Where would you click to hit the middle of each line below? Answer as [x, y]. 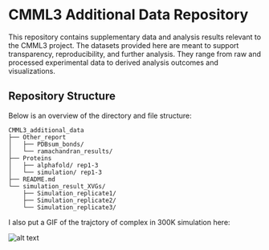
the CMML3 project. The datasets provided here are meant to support [124, 45]
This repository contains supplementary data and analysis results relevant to [135, 37]
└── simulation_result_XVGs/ [57, 186]
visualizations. [32, 71]
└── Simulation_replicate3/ [69, 207]
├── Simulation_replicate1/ [69, 193]
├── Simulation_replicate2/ [69, 200]
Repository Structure [62, 97]
